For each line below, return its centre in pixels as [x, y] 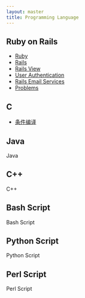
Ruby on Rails [32, 42]
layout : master [25, 12]
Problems [27, 88]
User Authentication [40, 75]
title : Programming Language [42, 17]
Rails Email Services [40, 82]
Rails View [28, 69]
